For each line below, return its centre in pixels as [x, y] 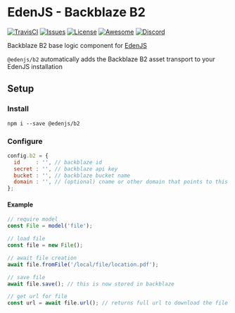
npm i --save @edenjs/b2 [44, 123]
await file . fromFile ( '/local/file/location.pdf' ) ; [83, 264]
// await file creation [42, 258]
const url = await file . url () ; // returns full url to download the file [118, 303]
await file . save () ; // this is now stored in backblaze [91, 284]
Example [20, 204]
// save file [26, 277]
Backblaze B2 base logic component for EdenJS [77, 45]
